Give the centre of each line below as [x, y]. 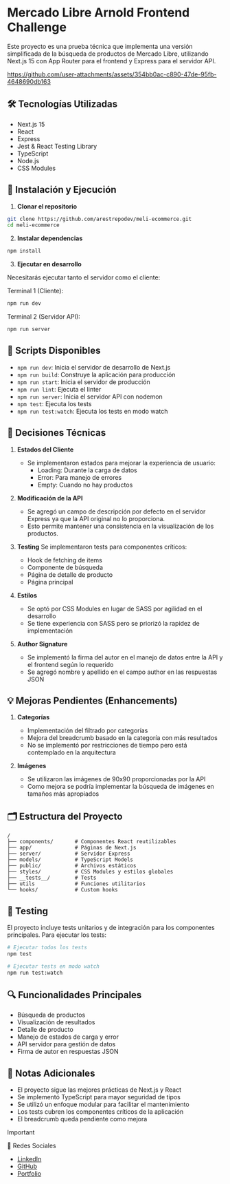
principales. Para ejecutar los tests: [57, 935]
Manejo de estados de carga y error [68, 1037]
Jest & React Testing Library [57, 146]
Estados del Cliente [45, 450]
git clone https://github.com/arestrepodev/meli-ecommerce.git [100, 219]
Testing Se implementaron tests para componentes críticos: [102, 547]
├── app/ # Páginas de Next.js [72, 848]
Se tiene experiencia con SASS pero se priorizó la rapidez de [114, 623]
